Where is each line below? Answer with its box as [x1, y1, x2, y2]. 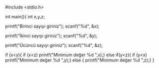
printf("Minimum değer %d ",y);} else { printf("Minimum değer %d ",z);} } [5, 57, 155, 63]
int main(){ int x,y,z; [5, 14, 45, 19]
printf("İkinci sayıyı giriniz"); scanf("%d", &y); [5, 33, 98, 38]
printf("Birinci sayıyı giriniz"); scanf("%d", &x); [5, 23, 100, 29]
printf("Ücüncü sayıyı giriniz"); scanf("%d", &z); [5, 42, 103, 48]
